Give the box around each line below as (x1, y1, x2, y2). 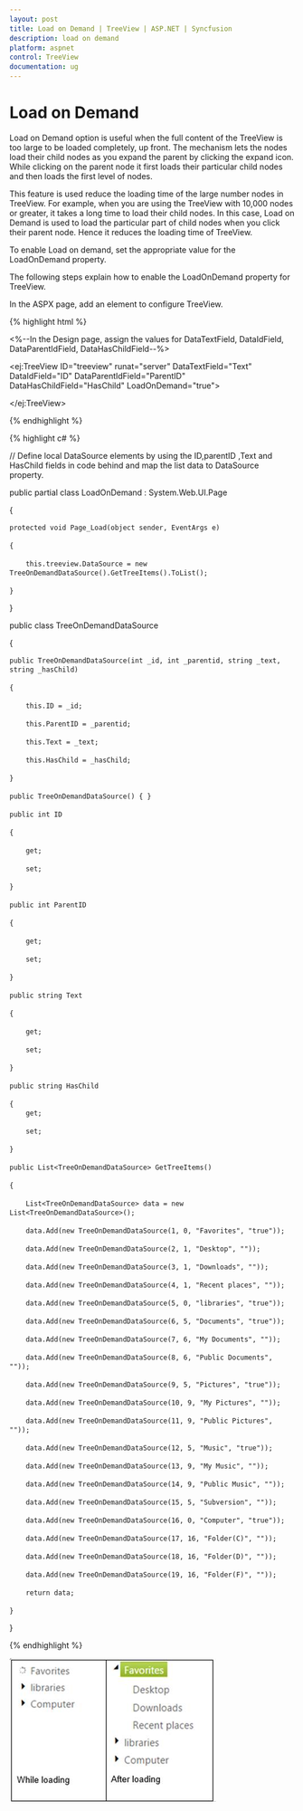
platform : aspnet (9, 43, 75, 52)
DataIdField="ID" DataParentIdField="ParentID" (9, 370, 186, 381)
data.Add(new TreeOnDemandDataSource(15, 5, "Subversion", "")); (25, 1498, 278, 1507)
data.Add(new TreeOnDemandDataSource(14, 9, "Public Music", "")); (25, 1480, 285, 1489)
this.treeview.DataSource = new (25, 559, 147, 568)
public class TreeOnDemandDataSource (9, 620, 159, 631)
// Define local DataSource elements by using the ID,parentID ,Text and (9, 450, 273, 461)
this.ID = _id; (25, 701, 83, 710)
